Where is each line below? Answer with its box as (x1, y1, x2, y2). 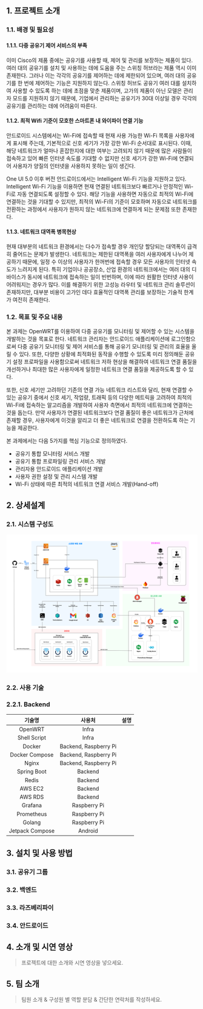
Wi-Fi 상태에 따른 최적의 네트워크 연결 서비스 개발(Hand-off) (15, 480, 159, 488)
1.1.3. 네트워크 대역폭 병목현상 (6, 228, 77, 235)
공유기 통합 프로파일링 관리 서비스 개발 (15, 458, 106, 465)
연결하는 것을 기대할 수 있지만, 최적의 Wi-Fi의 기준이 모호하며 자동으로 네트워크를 (6, 198, 198, 205)
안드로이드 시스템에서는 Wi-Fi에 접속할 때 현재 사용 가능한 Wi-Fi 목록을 (6, 131, 174, 139)
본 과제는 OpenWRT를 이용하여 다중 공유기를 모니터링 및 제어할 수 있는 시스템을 (6, 328, 195, 335)
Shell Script (17, 734, 47, 741)
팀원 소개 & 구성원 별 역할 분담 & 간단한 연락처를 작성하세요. (21, 996, 162, 1004)
